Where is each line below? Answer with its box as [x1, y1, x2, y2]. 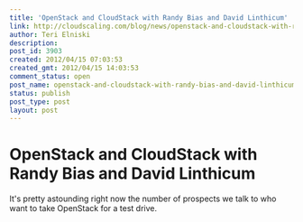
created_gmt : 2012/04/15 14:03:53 [9, 64, 140, 73]
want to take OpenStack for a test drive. [9, 203, 158, 214]
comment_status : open [9, 72, 91, 81]
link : [9, 22, 30, 31]
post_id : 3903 [9, 47, 63, 56]
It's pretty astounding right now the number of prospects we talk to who [9, 193, 277, 204]
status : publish [9, 88, 70, 97]
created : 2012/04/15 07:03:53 [9, 55, 124, 64]
